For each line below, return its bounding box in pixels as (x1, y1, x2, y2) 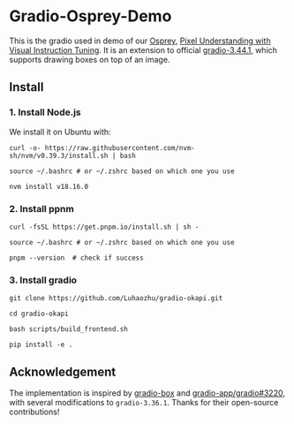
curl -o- (9, 143, 41, 152)
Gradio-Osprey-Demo (9, 6, 172, 26)
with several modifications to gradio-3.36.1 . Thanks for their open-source (9, 397, 279, 408)
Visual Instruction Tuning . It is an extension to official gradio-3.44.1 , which (9, 44, 278, 55)
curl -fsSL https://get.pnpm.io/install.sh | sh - (9, 223, 200, 231)
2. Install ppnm (9, 202, 75, 215)
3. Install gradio (9, 274, 78, 286)
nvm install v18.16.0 (9, 182, 89, 191)
